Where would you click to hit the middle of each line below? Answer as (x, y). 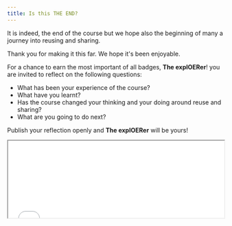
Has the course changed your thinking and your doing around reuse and (119, 102)
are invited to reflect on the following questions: (74, 74)
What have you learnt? (49, 95)
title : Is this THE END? (43, 13)
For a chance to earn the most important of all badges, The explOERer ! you (114, 67)
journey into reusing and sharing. (54, 40)
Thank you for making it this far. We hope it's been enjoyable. (94, 54)
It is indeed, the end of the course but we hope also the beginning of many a (115, 33)
